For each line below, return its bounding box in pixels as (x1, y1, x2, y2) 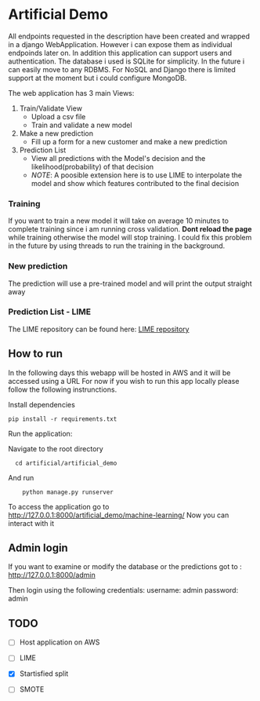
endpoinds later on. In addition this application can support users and (8, 48, 233, 57)
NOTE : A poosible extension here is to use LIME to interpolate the (31, 170, 243, 180)
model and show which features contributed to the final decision (31, 178, 240, 188)
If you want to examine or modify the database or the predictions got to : (8, 562, 243, 571)
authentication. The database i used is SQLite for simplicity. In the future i (8, 57, 245, 66)
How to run (8, 347, 63, 360)
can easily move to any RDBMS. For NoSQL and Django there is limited (8, 64, 237, 74)
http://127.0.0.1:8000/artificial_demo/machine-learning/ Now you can (8, 510, 229, 520)
